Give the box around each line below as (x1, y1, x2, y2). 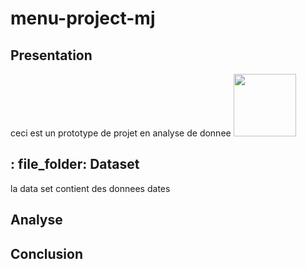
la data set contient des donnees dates (10, 182, 171, 194)
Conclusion (10, 245, 84, 262)
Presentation (10, 47, 93, 64)
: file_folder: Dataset (10, 156, 140, 173)
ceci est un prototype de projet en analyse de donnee (10, 127, 232, 139)
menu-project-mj (10, 7, 156, 30)
